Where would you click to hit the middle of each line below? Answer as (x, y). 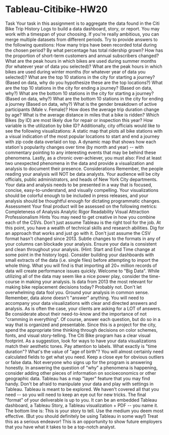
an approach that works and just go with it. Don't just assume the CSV (78, 233)
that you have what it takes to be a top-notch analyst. (61, 427)
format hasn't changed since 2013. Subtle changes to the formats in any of (83, 239)
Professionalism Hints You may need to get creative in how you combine (80, 217)
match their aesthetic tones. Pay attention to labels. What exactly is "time (81, 346)
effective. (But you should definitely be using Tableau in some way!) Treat (82, 416)
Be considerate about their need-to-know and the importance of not (76, 314)
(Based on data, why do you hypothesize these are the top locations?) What (84, 83)
